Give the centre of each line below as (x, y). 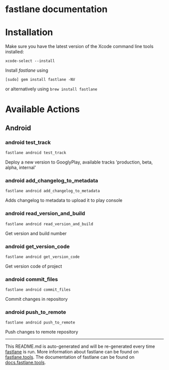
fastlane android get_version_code (43, 257)
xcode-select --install (30, 61)
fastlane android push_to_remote (40, 323)
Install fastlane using (27, 70)
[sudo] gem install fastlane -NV (40, 80)
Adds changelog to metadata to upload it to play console (64, 200)
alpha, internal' (21, 167)
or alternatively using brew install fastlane (51, 89)
